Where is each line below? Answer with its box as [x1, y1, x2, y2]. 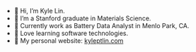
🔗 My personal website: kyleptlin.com [13, 37, 124, 45]
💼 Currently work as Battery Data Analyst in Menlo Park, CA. [13, 22, 190, 30]
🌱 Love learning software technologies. [13, 29, 129, 37]
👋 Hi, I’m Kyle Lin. [13, 7, 65, 15]
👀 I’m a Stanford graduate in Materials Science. [13, 14, 151, 22]
